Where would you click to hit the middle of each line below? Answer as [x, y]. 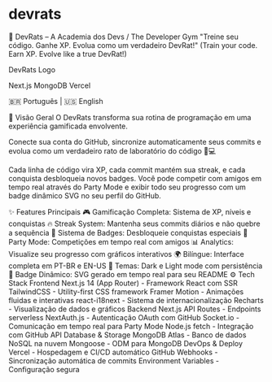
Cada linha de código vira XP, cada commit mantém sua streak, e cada [127, 169]
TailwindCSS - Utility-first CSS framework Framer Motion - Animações [126, 291]
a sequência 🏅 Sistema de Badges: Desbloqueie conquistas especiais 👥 [128, 232]
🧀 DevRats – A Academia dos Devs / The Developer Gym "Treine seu [123, 37]
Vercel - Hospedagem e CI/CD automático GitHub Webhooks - [113, 352]
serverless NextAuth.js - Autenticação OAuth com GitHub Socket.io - [124, 317]
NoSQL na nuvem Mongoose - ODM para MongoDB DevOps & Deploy [125, 343]
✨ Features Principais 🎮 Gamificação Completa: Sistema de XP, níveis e [130, 211]
